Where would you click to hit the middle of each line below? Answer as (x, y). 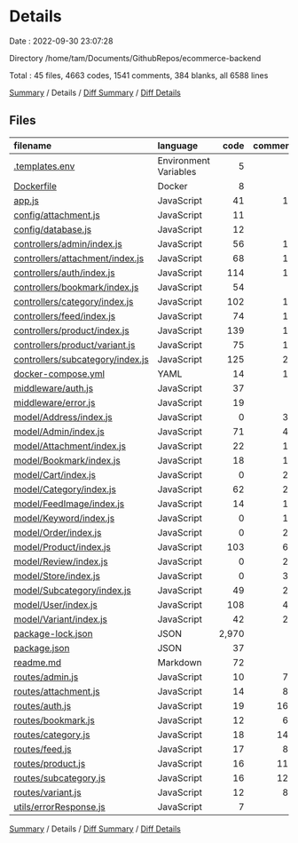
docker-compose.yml (59, 373)
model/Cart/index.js (55, 474)
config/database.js (52, 229)
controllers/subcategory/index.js (81, 359)
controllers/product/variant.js (74, 345)
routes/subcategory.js (60, 777)
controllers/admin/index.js (68, 243)
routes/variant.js (47, 792)
